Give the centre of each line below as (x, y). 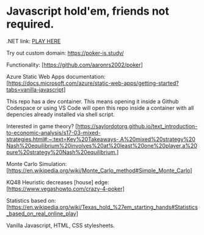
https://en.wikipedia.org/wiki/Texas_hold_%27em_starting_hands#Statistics (103, 207)
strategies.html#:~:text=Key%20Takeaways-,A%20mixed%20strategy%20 (101, 139)
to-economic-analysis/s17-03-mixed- (53, 132)
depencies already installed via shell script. (60, 114)
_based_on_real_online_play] (42, 213)
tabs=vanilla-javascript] (36, 89)
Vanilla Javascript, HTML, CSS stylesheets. (60, 225)
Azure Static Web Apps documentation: (56, 76)
